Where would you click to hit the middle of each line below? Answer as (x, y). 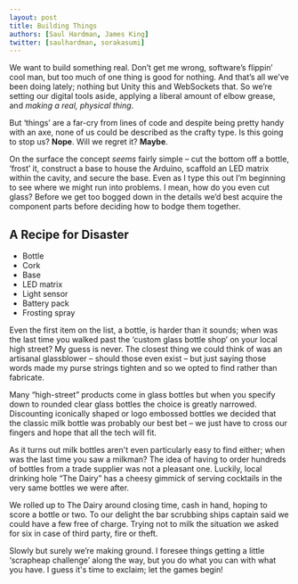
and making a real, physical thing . (72, 106)
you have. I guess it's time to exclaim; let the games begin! (117, 570)
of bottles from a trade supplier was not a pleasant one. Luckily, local (136, 469)
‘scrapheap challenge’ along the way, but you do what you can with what (143, 560)
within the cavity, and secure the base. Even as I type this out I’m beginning (148, 178)
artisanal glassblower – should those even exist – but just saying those (138, 358)
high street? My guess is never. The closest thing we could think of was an (146, 350)
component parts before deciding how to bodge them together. (125, 207)
